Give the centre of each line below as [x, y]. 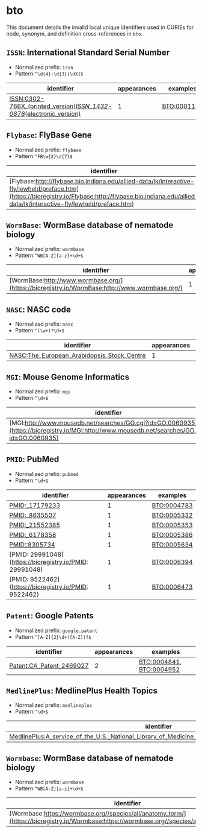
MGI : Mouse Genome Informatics [68, 377]
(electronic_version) [53, 113]
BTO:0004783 [172, 505]
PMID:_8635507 [33, 515]
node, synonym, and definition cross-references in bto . [75, 33]
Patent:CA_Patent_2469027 [49, 665]
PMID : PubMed [33, 459]
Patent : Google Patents [50, 616]
